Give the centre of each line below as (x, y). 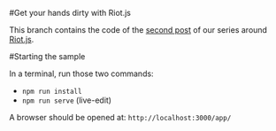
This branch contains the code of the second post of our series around (138, 30)
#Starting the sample (47, 56)
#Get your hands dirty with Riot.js (70, 13)
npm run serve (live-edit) (67, 100)
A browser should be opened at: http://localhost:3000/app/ (120, 117)
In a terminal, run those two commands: (81, 73)
